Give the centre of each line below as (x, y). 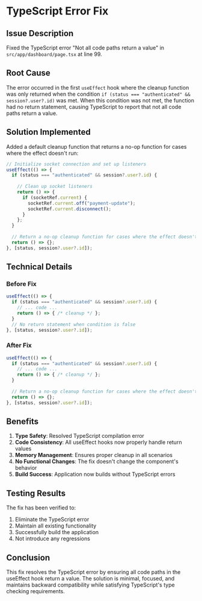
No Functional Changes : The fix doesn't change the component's (96, 461)
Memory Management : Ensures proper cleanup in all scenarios (94, 455)
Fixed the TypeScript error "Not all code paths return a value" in (85, 48)
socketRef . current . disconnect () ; (70, 209)
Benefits (23, 422)
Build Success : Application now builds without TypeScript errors (95, 475)
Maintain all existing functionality (56, 526)
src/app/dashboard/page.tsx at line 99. (54, 54)
